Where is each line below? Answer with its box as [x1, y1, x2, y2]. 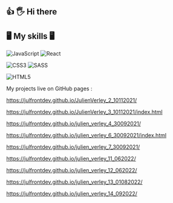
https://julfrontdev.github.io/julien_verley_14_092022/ [6, 190, 138, 198]
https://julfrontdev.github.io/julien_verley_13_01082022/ [6, 178, 143, 186]
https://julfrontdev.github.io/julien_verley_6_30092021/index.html [6, 132, 167, 139]
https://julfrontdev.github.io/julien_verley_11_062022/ [6, 155, 136, 163]
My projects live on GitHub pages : [6, 85, 93, 92]
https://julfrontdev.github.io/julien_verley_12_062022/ [6, 167, 137, 174]
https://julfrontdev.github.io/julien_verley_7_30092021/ [6, 143, 140, 151]
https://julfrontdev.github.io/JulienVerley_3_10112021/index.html [6, 108, 163, 116]
